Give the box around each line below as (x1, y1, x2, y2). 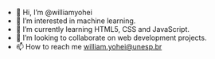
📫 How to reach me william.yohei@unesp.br (15, 42, 162, 51)
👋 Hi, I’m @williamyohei (15, 8, 93, 17)
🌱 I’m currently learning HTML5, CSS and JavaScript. (15, 25, 190, 33)
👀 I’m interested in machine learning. (15, 16, 136, 26)
